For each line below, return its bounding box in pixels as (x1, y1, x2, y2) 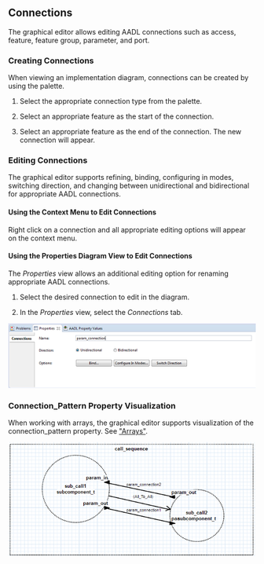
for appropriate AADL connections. (8, 189, 122, 199)
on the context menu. (8, 233, 77, 243)
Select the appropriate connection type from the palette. (19, 97, 203, 106)
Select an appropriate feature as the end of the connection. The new (19, 127, 242, 137)
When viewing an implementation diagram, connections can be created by (8, 73, 249, 82)
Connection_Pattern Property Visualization (8, 400, 176, 411)
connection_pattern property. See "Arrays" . (8, 427, 148, 436)
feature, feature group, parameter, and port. (8, 35, 150, 45)
